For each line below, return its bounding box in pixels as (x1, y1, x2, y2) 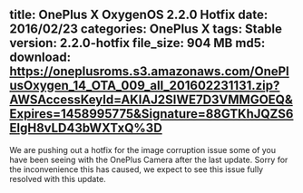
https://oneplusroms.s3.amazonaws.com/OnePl (9, 63, 290, 80)
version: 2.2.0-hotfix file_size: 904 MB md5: (9, 35, 266, 51)
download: (9, 50, 71, 65)
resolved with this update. (9, 173, 106, 184)
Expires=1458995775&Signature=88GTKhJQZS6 (9, 106, 294, 121)
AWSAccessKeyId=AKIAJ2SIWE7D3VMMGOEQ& (9, 92, 293, 108)
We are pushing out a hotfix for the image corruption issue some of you (9, 144, 277, 155)
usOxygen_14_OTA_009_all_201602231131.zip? (9, 78, 280, 93)
